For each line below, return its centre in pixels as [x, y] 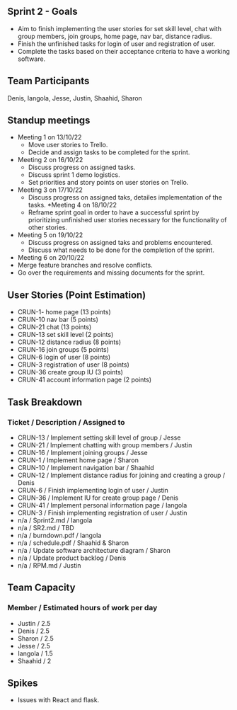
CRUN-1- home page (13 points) [64, 312]
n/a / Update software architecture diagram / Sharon [94, 550]
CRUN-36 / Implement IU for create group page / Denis [98, 498]
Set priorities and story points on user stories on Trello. [108, 183]
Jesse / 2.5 [34, 646]
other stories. [47, 228]
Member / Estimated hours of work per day [82, 608]
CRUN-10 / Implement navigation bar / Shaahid [86, 467]
